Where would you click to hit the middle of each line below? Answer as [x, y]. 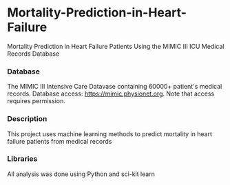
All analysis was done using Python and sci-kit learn [81, 174]
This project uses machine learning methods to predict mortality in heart [109, 134]
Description [27, 119]
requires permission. [36, 101]
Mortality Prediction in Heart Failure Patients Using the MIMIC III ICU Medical [116, 46]
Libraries [22, 159]
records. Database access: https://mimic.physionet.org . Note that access [111, 94]
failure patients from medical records [60, 141]
